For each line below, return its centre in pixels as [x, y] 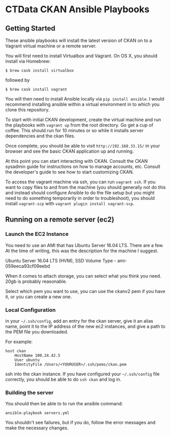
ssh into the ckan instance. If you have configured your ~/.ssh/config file [82, 374]
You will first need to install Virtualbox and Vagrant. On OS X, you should [81, 56]
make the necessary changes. [37, 428]
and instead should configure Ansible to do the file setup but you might [80, 193]
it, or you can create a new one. [39, 297]
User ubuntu [27, 360]
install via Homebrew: [28, 61]
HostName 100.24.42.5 [37, 355]
